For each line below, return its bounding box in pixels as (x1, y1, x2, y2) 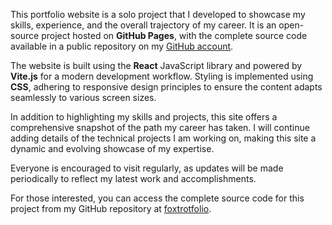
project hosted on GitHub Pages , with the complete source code (41, 30, 308, 41)
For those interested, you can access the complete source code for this (10, 192, 305, 204)
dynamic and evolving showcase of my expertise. (10, 143, 215, 154)
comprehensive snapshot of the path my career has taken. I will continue (10, 122, 310, 133)
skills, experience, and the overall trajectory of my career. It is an (10, 19, 277, 31)
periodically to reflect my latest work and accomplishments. (10, 173, 257, 184)
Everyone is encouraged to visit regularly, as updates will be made (10, 162, 284, 174)
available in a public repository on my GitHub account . (10, 40, 234, 52)
